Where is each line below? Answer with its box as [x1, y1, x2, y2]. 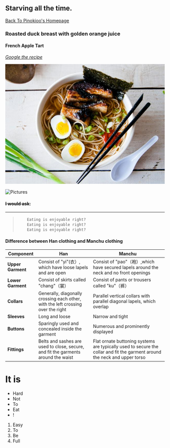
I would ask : [5, 200, 31, 207]
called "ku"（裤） [93, 283, 130, 289]
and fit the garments [38, 349, 81, 355]
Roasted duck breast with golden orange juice [5, 30, 120, 37]
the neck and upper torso [93, 354, 146, 360]
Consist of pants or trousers [93, 277, 151, 283]
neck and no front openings [93, 270, 151, 276]
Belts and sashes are [38, 338, 82, 344]
